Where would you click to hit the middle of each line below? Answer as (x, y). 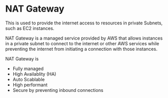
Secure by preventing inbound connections (58, 90)
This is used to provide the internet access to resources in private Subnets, (84, 23)
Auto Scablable (29, 79)
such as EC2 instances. (30, 28)
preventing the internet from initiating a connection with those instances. (81, 49)
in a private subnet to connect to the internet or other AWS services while (82, 43)
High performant (30, 85)
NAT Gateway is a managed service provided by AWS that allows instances (84, 38)
